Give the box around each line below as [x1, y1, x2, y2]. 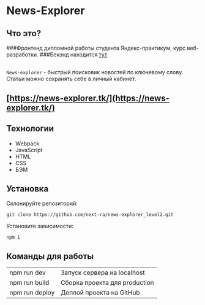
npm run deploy [9, 288, 55, 297]
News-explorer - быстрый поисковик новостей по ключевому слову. [6, 69, 184, 76]
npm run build [9, 279, 50, 287]
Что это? [6, 28, 42, 39]
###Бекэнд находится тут [39, 51, 108, 58]
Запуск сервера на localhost [60, 268, 145, 277]
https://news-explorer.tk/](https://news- [9, 93, 170, 103]
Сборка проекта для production [60, 279, 154, 287]
